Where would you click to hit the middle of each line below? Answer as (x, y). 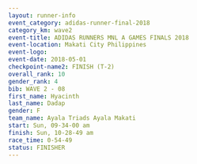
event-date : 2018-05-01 (47, 60)
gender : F (25, 111)
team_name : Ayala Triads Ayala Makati (72, 118)
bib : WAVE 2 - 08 (37, 89)
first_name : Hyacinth (44, 96)
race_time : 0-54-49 (40, 140)
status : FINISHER (37, 147)
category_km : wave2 (40, 30)
